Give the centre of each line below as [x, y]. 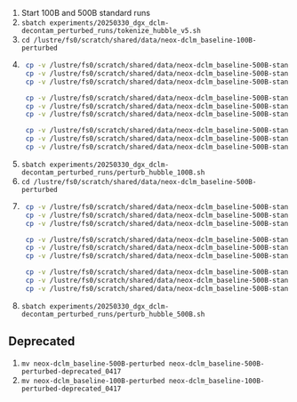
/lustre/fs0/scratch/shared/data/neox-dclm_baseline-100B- [145, 40]
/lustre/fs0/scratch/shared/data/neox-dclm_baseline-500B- [145, 181]
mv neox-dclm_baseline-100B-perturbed [93, 381]
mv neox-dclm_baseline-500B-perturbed [93, 364]
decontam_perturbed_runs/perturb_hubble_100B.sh [113, 173]
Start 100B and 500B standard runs [85, 13]
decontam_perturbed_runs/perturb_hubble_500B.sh [113, 314]
